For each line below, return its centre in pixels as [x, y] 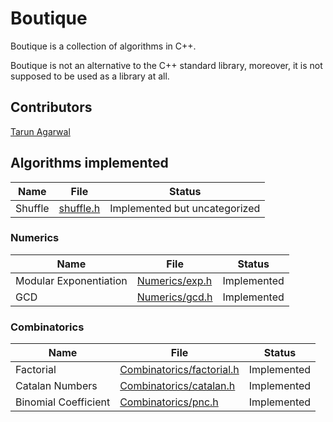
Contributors [51, 107]
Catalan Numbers [56, 386]
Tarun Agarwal [40, 131]
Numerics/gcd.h [174, 297]
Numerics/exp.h [174, 280]
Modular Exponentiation [71, 280]
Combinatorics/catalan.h [177, 386]
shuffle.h [79, 208]
